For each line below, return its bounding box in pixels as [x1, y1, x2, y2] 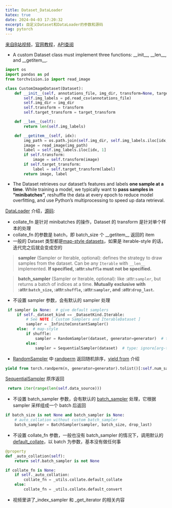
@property [5, 448, 27, 454]
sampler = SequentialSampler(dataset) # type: [35, 346, 139, 351]
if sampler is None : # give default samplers [7, 307, 109, 313]
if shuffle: [26, 331, 52, 336]
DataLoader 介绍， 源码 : [5, 208, 55, 214]
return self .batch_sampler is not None [14, 458, 100, 463]
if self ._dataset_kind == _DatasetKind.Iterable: [16, 312, 125, 317]
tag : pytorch [5, 27, 33, 32]
